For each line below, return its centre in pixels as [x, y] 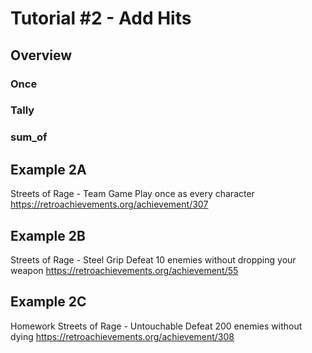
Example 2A [48, 169]
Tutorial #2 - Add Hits [101, 18]
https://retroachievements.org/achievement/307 [109, 204]
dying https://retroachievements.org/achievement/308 [122, 336]
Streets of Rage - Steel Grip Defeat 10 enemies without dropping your [153, 259]
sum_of [29, 137]
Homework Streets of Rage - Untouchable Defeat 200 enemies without [156, 326]
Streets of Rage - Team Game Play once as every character [132, 194]
